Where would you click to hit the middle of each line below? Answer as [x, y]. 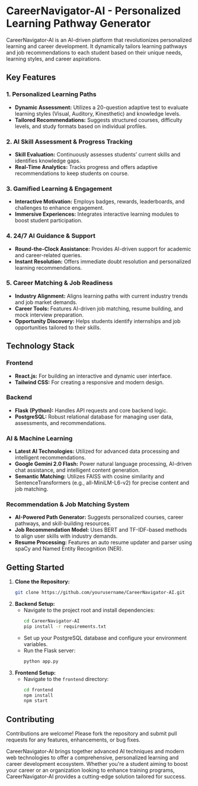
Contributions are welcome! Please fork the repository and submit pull [92, 734]
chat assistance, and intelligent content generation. [77, 470]
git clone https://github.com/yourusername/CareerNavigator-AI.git [100, 593]
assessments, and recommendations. [60, 423]
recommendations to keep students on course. [72, 173]
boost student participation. [49, 221]
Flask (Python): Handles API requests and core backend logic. [91, 410]
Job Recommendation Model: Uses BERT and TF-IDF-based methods [101, 530]
